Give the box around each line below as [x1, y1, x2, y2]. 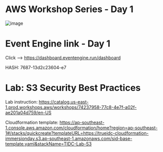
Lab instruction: [5, 98, 38, 105]
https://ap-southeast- [59, 119, 105, 125]
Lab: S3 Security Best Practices [5, 82, 141, 94]
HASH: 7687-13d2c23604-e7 [5, 64, 67, 70]
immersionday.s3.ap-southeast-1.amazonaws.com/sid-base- [5, 135, 133, 141]
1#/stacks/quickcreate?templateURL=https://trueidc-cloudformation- [5, 130, 149, 136]
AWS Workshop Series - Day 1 [5, 4, 134, 15]
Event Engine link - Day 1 [5, 38, 110, 49]
